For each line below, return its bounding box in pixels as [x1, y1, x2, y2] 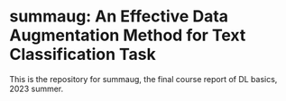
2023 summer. [9, 83, 64, 94]
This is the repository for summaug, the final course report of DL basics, [9, 73, 278, 84]
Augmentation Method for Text [9, 25, 246, 46]
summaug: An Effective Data [9, 6, 228, 27]
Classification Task [9, 45, 156, 64]
